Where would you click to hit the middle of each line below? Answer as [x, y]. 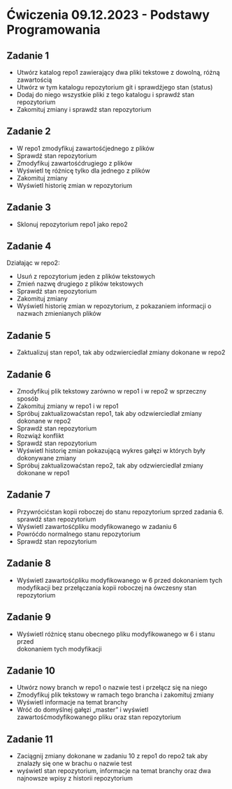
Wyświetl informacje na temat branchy [72, 702]
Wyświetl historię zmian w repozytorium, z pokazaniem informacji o [114, 306]
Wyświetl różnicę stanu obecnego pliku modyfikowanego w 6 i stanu [116, 634]
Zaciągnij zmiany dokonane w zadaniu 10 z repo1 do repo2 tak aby [112, 756]
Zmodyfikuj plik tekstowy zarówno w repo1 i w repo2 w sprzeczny [111, 391]
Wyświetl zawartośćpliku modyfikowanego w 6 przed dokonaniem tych [119, 580]
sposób [28, 399]
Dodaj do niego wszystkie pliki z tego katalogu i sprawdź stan [106, 95]
